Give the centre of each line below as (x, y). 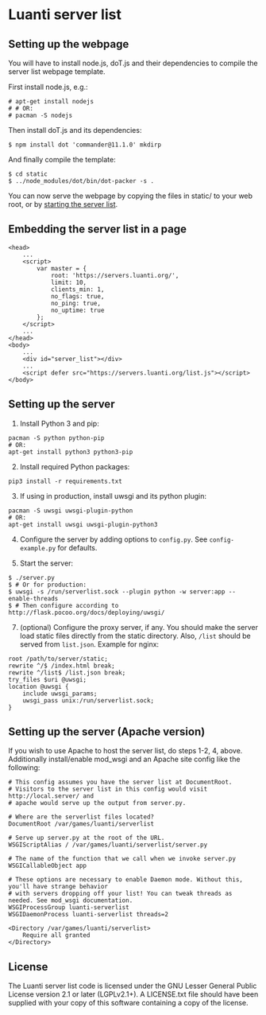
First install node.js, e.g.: (48, 87)
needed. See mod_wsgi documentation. (71, 900)
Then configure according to (71, 605)
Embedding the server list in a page (97, 229)
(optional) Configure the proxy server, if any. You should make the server (139, 627)
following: (24, 768)
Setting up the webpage (69, 44)
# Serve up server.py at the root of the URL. (87, 838)
